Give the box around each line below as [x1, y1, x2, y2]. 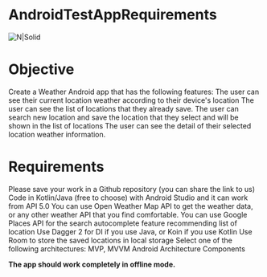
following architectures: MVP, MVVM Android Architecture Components [8, 243, 245, 254]
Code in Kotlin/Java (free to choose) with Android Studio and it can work [8, 193, 249, 202]
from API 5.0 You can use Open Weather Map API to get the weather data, [8, 201, 253, 210]
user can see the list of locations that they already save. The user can [8, 104, 239, 113]
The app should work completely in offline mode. [8, 259, 175, 269]
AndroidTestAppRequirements [8, 6, 217, 24]
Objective [8, 60, 75, 79]
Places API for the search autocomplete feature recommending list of [8, 218, 237, 228]
